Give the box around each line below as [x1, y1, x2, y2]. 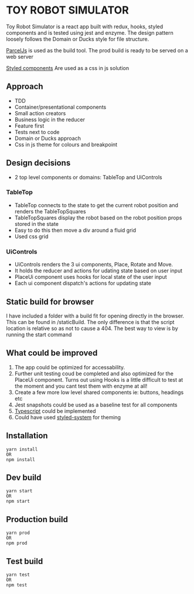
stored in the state [14, 220, 59, 227]
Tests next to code [14, 128, 60, 135]
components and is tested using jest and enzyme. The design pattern [6, 29, 174, 36]
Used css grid [14, 233, 49, 240]
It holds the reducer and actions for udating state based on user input [14, 267, 183, 274]
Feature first [14, 122, 45, 129]
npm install [6, 456, 35, 462]
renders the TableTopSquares [14, 208, 86, 215]
